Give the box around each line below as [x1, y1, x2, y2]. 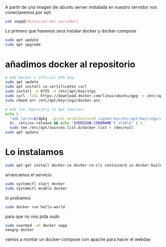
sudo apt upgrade [5, 42, 41, 47]
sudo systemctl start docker [5, 181, 65, 186]
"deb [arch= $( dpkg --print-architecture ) [9, 116, 96, 121]
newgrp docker [5, 227, 35, 233]
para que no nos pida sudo [5, 213, 60, 219]
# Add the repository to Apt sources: [5, 107, 85, 112]
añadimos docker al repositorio [5, 59, 136, 70]
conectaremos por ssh [5, 9, 51, 15]
